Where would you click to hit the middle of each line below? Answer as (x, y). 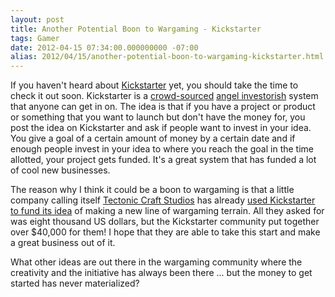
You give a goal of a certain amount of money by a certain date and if (153, 138)
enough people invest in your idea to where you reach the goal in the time (162, 149)
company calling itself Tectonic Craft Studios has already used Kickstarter (163, 200)
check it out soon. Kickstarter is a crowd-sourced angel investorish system (164, 96)
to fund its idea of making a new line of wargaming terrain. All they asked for (167, 211)
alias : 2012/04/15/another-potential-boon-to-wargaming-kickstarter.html (167, 57)
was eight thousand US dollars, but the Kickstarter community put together (165, 222)
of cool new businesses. (60, 170)
